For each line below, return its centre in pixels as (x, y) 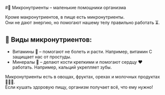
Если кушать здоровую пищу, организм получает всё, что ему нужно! (79, 87)
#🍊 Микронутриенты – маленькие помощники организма (66, 8)
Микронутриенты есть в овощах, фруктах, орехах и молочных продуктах (83, 76)
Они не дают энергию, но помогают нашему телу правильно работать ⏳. (82, 23)
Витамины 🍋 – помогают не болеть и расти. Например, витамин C (82, 51)
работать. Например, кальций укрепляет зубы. (62, 67)
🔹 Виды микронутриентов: (49, 40)
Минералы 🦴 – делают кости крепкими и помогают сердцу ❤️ (77, 62)
